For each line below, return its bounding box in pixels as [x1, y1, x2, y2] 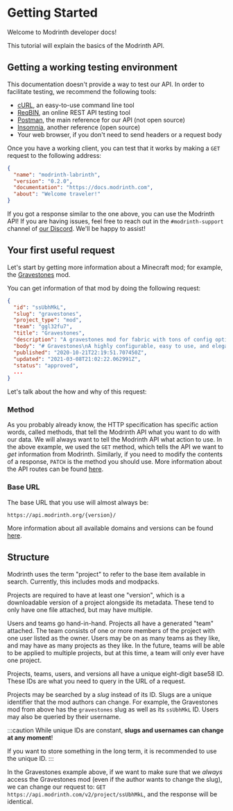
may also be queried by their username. [7, 712, 121, 721]
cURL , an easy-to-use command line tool [17, 101, 135, 109]
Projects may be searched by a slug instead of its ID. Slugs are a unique [7, 690, 212, 698]
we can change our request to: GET [7, 782, 106, 791]
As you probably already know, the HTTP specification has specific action [7, 421, 218, 429]
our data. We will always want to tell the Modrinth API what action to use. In [7, 435, 223, 444]
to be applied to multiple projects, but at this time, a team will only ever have [7, 648, 225, 657]
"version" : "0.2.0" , [13, 177, 73, 185]
